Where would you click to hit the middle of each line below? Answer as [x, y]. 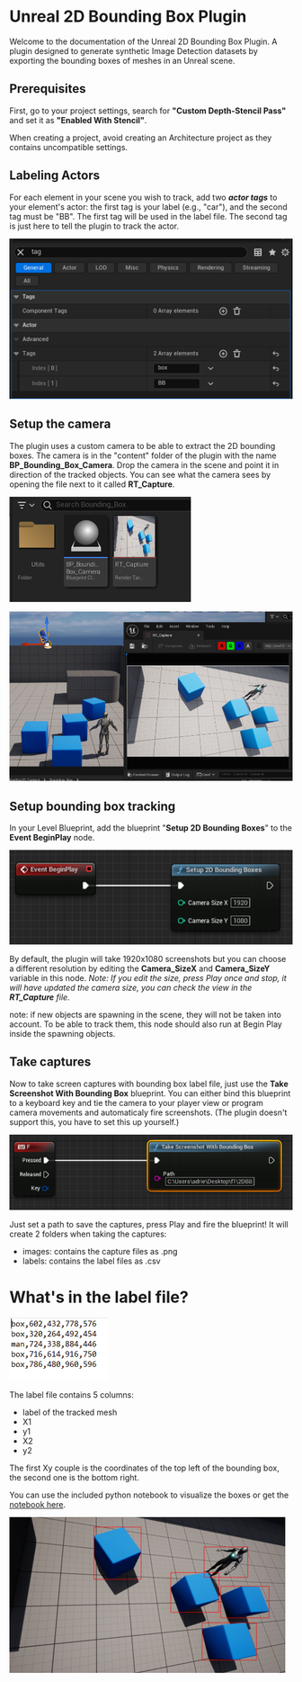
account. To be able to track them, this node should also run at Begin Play [146, 1024]
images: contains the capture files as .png [100, 1251]
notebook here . [37, 1504]
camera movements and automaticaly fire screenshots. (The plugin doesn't [148, 1112]
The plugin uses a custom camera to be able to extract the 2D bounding [142, 445]
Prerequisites [48, 89]
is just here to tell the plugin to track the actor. [94, 226]
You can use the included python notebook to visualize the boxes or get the [149, 1495]
